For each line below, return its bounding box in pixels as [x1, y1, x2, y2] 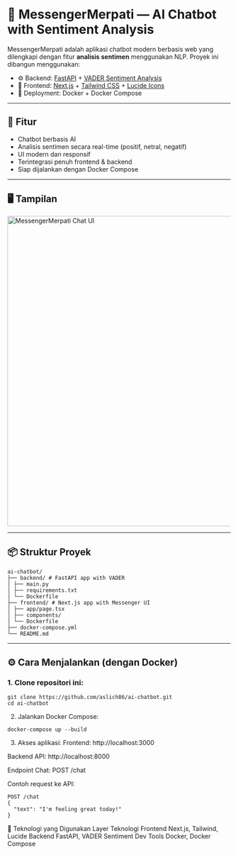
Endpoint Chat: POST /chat [7, 766, 86, 775]
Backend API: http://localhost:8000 [7, 752, 110, 761]
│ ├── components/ [7, 612, 62, 619]
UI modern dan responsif [17, 150, 91, 158]
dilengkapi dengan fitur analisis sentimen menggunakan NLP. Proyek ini [7, 52, 219, 61]
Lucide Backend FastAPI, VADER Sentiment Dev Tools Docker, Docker [7, 832, 211, 841]
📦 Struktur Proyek [7, 546, 91, 558]
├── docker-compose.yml [7, 624, 78, 632]
